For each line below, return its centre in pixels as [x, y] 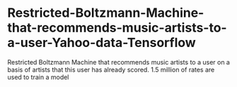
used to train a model [38, 77]
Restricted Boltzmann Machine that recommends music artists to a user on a [118, 62]
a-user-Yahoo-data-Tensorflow [102, 43]
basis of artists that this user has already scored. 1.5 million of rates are [111, 69]
